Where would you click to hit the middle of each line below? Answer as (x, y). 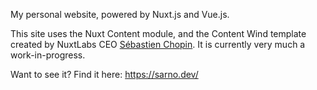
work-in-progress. (48, 55)
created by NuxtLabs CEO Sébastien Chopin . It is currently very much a (158, 44)
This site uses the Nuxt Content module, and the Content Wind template (158, 33)
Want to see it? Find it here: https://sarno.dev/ (104, 74)
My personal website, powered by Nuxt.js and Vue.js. (120, 14)
